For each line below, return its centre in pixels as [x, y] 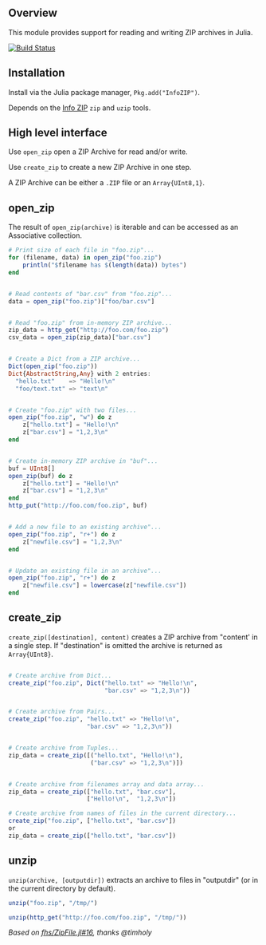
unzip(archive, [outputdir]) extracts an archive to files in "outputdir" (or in [133, 880]
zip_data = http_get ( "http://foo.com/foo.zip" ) [89, 330]
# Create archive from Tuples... [64, 748]
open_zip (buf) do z [41, 476]
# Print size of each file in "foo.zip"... [82, 251]
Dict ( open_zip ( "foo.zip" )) [53, 366]
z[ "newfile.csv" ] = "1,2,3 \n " [73, 542]
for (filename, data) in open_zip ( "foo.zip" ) [85, 258]
